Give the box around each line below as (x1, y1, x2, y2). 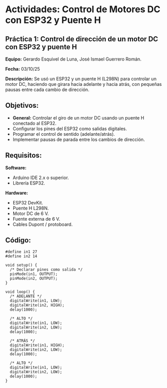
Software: (5, 164, 27, 171)
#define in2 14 (5, 254, 38, 259)
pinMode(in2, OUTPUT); (10, 276, 58, 281)
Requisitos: (5, 151, 42, 160)
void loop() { (5, 289, 36, 294)
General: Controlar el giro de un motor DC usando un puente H (12, 114, 145, 121)
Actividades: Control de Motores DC (5, 4, 161, 15)
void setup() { (5, 263, 38, 268)
